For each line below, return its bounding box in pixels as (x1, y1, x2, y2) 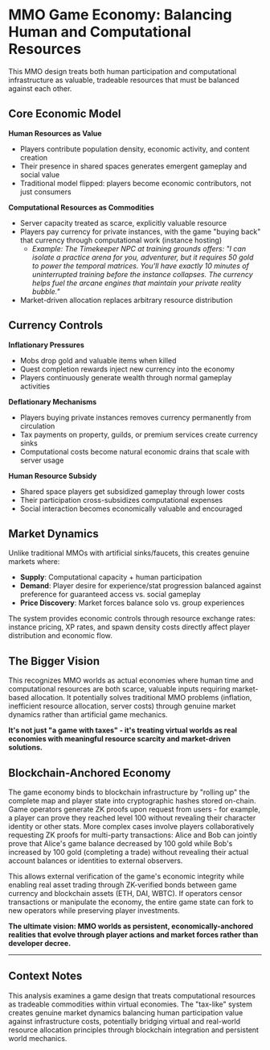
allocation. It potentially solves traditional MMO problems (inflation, (31, 693, 252, 703)
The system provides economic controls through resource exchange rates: (8, 614, 256, 624)
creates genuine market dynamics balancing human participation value (8, 1007, 243, 1017)
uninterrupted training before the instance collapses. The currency (31, 269, 253, 279)
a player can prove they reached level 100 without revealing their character (8, 813, 256, 823)
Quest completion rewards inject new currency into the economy (19, 364, 235, 374)
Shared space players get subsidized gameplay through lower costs (19, 486, 245, 496)
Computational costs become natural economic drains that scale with (19, 446, 250, 456)
